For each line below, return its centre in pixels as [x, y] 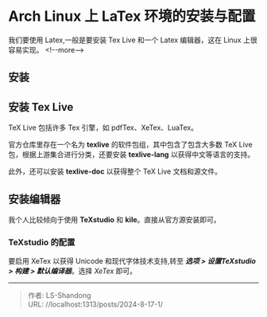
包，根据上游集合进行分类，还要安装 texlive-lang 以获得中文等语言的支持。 [132, 155]
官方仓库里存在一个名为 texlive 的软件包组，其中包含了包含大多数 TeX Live [130, 145]
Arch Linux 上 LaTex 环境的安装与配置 [132, 16]
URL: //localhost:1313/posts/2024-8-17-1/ [95, 304]
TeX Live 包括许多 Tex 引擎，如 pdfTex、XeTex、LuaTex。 [103, 127]
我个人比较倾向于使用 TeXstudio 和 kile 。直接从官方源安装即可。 [114, 219]
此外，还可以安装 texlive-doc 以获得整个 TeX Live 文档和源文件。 [115, 171]
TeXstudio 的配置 [42, 242]
